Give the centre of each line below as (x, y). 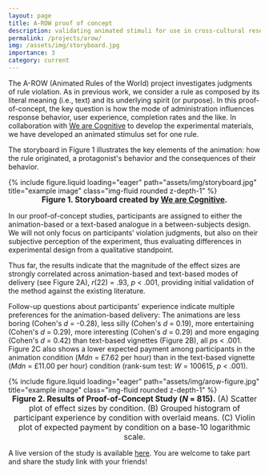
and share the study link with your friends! (78, 461)
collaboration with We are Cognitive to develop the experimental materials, (131, 126)
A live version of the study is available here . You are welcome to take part (129, 452)
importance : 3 (32, 53)
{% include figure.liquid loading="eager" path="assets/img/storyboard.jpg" (133, 182)
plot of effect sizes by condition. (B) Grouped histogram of (134, 408)
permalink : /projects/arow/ (55, 38)
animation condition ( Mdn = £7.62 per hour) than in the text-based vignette (132, 357)
